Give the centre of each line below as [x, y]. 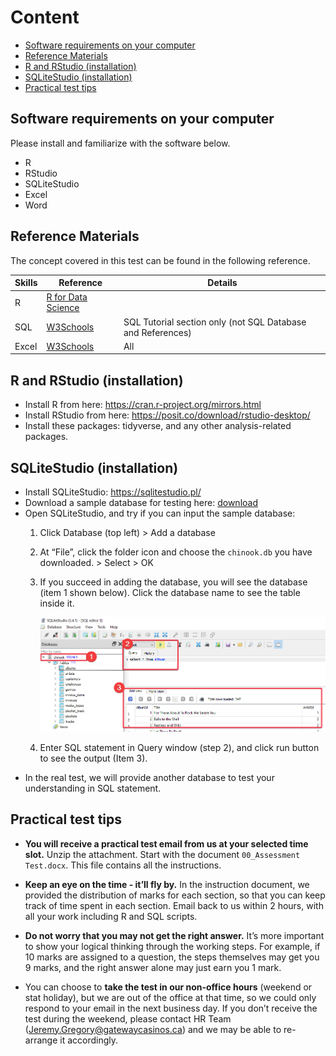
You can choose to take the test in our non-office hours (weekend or [168, 987]
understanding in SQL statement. [93, 788]
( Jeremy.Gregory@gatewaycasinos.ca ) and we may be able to [153, 1029]
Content [45, 17]
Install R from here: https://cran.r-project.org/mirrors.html [143, 405]
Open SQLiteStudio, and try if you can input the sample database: [160, 513]
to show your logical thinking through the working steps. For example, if [172, 946]
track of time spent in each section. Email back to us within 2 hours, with [174, 905]
